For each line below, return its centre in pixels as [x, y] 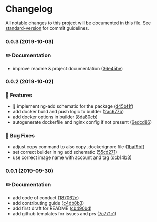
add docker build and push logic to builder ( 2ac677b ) [68, 112]
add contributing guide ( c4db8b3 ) [48, 203]
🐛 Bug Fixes [20, 136]
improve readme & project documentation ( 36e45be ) [68, 69]
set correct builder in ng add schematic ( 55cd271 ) [65, 152]
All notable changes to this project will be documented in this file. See [78, 23]
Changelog [29, 9]
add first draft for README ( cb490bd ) [52, 208]
